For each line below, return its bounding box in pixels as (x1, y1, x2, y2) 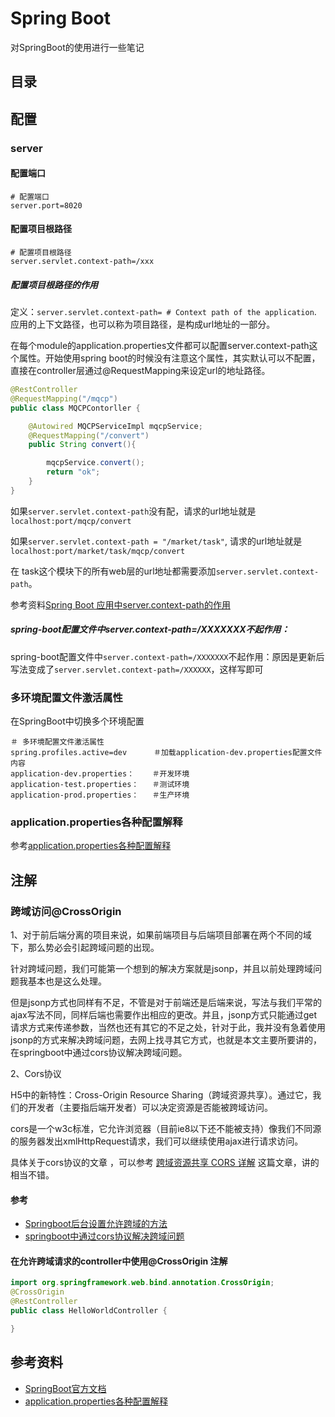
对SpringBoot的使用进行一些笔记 (10, 41, 145, 53)
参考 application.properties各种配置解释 (10, 840, 172, 852)
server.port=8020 (10, 200, 83, 211)
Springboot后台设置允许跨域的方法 (24, 1218, 168, 1230)
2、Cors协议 (10, 1068, 62, 1080)
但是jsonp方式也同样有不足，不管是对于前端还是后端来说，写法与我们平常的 (10, 997, 323, 1009)
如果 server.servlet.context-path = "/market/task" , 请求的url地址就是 (10, 535, 303, 547)
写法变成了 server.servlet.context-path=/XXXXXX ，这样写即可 (10, 663, 264, 675)
